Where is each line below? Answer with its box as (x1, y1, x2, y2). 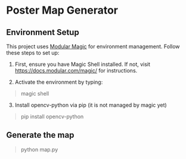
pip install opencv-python (20, 113, 84, 120)
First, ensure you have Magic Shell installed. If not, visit (14, 61, 151, 68)
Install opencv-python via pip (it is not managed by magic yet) (14, 101, 167, 109)
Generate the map (6, 130, 75, 140)
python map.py (20, 146, 58, 153)
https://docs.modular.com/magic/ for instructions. (14, 67, 138, 74)
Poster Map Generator (6, 4, 118, 17)
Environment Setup (6, 27, 79, 37)
